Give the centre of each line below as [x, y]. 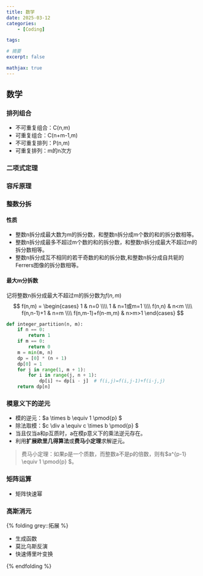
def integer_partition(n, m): [45, 324]
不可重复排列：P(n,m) [42, 143]
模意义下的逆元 [28, 404]
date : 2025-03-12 [28, 18]
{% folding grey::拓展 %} [38, 525]
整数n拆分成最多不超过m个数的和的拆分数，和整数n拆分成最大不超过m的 [106, 242]
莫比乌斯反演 [31, 546]
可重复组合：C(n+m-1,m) [46, 135]
